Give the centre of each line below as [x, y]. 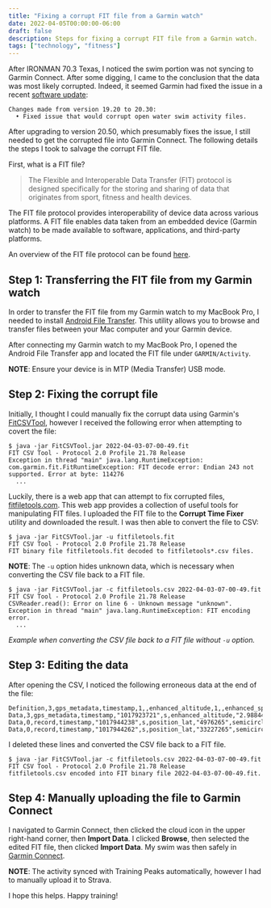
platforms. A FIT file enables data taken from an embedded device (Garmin [133, 222]
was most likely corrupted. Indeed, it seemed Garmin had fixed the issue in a [135, 87]
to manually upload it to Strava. [60, 880]
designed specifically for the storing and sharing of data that [129, 189]
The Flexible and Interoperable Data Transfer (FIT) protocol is [130, 180]
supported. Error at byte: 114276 [67, 474]
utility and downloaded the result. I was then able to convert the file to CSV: [134, 522]
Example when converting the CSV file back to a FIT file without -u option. [132, 640]
